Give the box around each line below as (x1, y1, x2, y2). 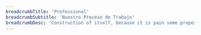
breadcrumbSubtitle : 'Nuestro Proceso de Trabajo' (5, 14, 135, 20)
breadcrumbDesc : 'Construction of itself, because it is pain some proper (5, 20, 197, 26)
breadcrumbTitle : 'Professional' (5, 8, 89, 15)
